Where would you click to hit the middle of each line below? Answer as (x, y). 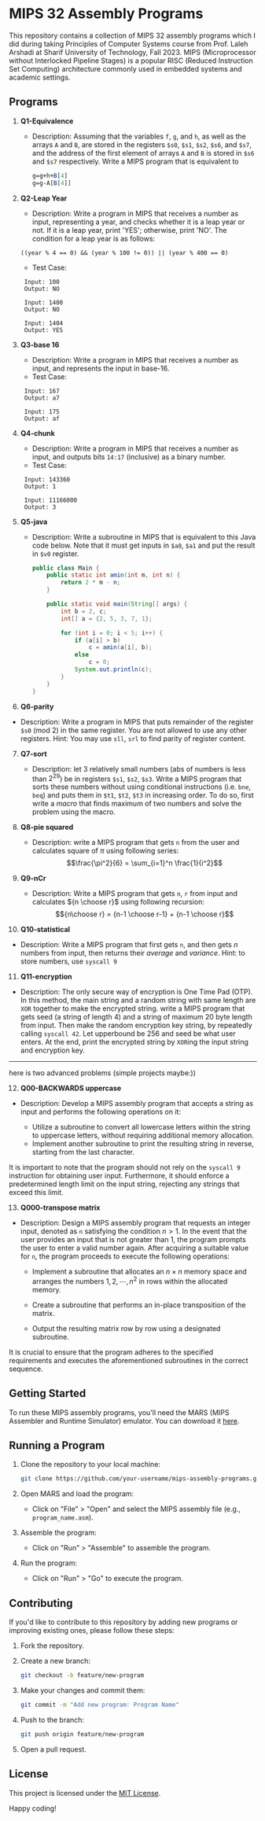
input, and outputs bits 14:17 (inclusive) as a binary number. (129, 456)
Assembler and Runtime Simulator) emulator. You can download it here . (124, 1421)
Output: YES (44, 330)
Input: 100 (42, 282)
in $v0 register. (55, 553)
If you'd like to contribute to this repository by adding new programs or (123, 1622)
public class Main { (66, 568)
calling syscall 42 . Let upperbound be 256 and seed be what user (128, 1034)
